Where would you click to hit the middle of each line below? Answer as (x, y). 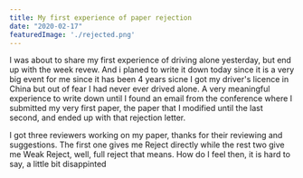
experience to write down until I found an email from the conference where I (151, 98)
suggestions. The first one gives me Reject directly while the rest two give (147, 145)
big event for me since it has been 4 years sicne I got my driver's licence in (149, 80)
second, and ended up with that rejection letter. (98, 117)
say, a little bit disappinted (58, 164)
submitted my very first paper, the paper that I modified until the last (137, 108)
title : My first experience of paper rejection (101, 18)
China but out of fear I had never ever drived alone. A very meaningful (140, 89)
